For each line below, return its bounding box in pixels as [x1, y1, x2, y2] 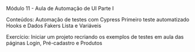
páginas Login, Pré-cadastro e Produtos [6, 40, 102, 46]
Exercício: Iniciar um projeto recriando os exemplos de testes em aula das [6, 34, 184, 40]
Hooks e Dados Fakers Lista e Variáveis [6, 23, 101, 29]
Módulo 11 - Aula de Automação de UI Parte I [6, 5, 114, 12]
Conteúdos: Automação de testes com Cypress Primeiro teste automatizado [6, 16, 190, 23]
